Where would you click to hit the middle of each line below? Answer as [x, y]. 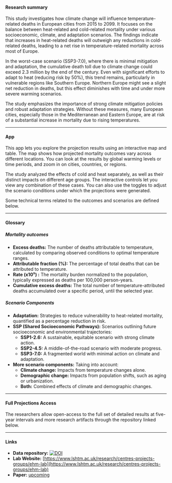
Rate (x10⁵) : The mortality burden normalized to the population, [80, 274]
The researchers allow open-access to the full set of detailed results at [80, 414]
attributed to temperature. [40, 269]
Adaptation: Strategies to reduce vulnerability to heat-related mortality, [88, 315]
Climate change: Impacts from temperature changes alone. [83, 370]
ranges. [21, 258]
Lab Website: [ [28, 458]
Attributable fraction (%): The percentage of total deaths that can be [86, 264]
